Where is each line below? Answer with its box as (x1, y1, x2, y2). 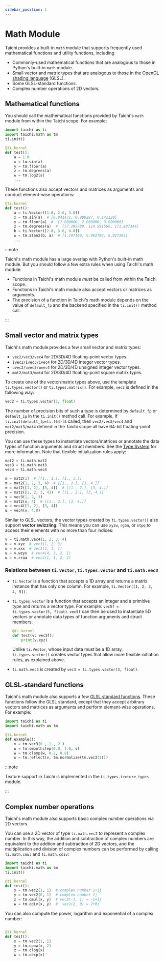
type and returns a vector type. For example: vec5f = (12, 603, 119, 609)
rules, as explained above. (12, 657, 65, 663)
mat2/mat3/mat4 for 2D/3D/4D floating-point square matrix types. (12, 369, 143, 375)
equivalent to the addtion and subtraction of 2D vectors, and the (5, 841, 135, 847)
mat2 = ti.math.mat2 (5, 458, 47, 463)
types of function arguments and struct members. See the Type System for (5, 443, 157, 449)
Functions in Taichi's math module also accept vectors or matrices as (12, 286, 152, 292)
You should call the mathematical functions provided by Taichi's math (5, 113, 144, 118)
